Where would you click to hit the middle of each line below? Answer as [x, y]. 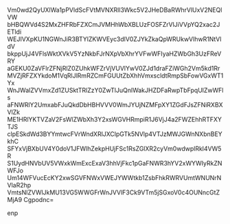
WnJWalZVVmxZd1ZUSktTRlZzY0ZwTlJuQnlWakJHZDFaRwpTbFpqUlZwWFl [115, 90]
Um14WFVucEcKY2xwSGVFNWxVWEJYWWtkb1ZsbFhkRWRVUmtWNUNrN [114, 178]
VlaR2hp [19, 185]
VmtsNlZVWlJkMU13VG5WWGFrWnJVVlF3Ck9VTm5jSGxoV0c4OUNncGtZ [114, 192]
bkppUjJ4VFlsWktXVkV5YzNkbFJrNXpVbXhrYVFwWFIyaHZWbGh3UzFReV [114, 54]
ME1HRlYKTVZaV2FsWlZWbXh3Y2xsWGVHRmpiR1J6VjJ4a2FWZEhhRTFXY [114, 119]
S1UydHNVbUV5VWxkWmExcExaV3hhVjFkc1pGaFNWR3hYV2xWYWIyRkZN [115, 163]
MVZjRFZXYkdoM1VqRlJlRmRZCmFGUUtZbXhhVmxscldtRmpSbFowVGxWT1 [115, 76]
